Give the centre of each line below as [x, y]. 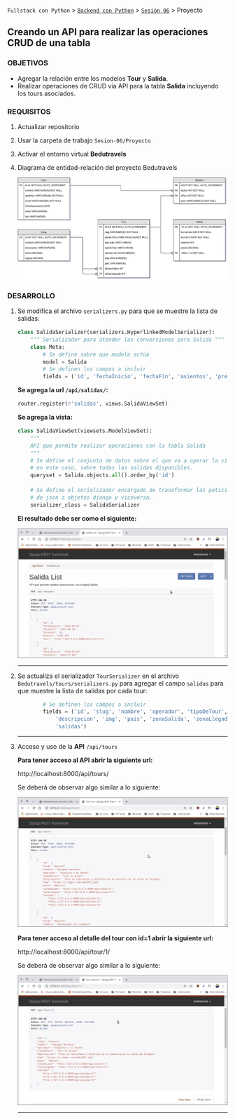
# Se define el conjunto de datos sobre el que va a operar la [124, 460]
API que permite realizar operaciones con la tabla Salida [118, 446]
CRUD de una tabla [49, 43]
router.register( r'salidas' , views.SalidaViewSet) [93, 404]
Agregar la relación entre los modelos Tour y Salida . [93, 78]
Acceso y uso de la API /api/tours [67, 747]
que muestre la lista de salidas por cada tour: [82, 691]
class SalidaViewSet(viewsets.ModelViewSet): [85, 431]
